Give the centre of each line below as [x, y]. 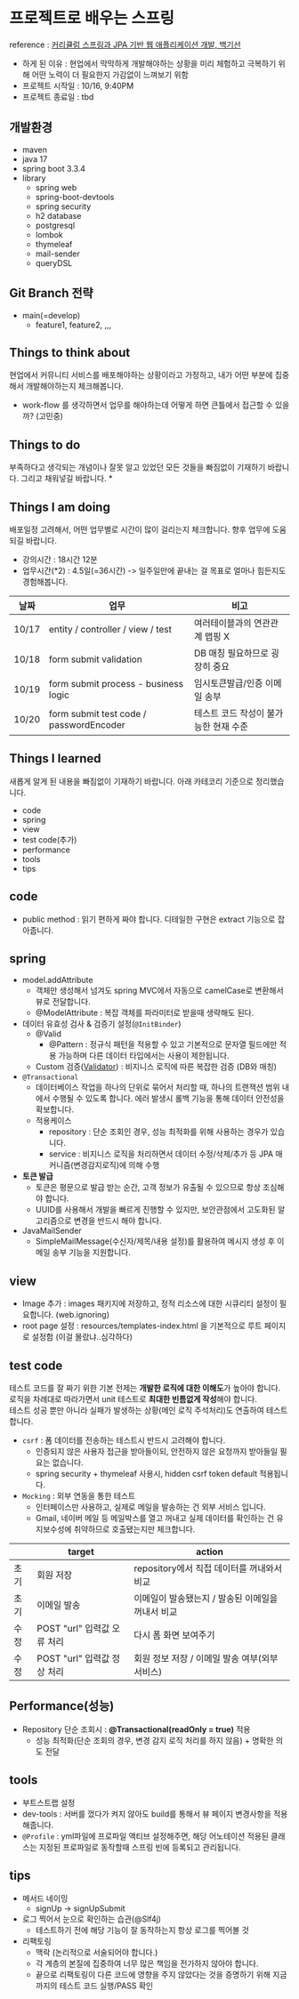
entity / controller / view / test [110, 629]
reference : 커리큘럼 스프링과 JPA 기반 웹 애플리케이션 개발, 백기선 [125, 44]
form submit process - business [116, 684]
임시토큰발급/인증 [229, 683]
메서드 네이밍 [45, 1898]
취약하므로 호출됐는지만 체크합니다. [134, 1529]
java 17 [35, 159]
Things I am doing [60, 507]
